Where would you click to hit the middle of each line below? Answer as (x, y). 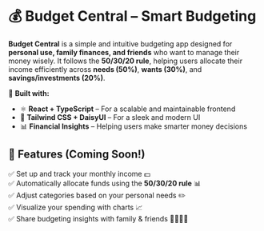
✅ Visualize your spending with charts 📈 (76, 207)
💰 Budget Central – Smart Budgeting (132, 16)
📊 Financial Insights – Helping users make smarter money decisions (134, 126)
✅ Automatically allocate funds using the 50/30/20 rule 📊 (105, 183)
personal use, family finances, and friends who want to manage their (124, 52)
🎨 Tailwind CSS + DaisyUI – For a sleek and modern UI (110, 117)
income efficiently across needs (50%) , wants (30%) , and (105, 69)
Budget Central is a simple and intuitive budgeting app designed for (120, 44)
